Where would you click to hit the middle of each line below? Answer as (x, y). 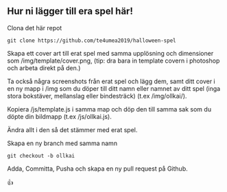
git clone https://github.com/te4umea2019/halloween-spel (92, 41)
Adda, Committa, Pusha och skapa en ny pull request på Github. (97, 169)
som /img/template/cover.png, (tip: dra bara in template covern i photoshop (113, 61)
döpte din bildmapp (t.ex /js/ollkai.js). (59, 116)
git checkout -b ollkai (41, 156)
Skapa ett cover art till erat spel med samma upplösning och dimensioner (110, 53)
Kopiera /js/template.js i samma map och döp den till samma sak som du (109, 109)
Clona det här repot (35, 28)
